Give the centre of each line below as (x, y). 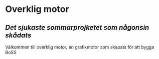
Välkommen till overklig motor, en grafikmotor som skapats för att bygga (80, 47)
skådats (18, 35)
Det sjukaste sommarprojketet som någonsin (77, 28)
